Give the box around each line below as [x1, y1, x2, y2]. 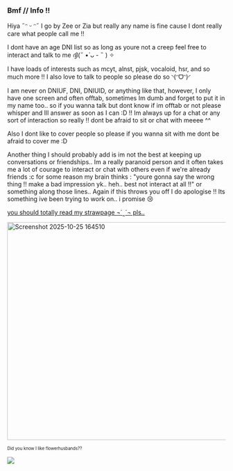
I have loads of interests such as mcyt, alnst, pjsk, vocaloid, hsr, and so [7, 65, 210, 73]
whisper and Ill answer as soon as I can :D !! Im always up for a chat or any [7, 109, 221, 117]
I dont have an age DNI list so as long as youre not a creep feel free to [7, 43, 207, 51]
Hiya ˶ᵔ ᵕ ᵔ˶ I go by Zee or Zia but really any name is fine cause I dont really [7, 22, 223, 30]
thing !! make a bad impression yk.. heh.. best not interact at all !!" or [7, 180, 202, 189]
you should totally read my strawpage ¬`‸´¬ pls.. [7, 208, 146, 217]
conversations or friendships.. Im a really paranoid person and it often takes [7, 158, 224, 166]
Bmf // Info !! [7, 6, 51, 15]
